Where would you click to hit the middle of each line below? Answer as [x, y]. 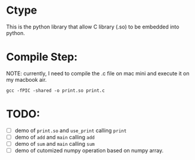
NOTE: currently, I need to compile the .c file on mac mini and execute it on [98, 73]
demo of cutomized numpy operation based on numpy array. [89, 151]
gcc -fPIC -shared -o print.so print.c [56, 90]
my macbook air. [26, 79]
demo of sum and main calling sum [55, 143]
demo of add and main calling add [55, 137]
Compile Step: [42, 57]
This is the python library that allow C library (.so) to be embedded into [93, 27]
